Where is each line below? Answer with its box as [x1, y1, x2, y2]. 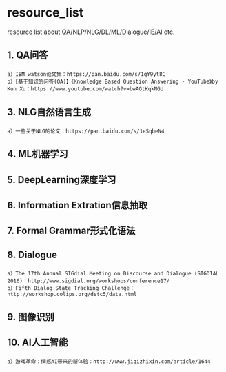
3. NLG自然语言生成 [7, 106, 92, 118]
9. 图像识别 [7, 311, 55, 323]
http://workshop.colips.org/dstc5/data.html [7, 291, 137, 297]
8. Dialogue [7, 248, 57, 260]
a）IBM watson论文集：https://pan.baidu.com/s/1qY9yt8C [7, 71, 166, 78]
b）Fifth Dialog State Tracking [7, 284, 99, 291]
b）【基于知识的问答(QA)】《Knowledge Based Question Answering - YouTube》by [7, 78, 218, 86]
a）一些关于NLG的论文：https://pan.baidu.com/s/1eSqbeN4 [7, 128, 165, 135]
